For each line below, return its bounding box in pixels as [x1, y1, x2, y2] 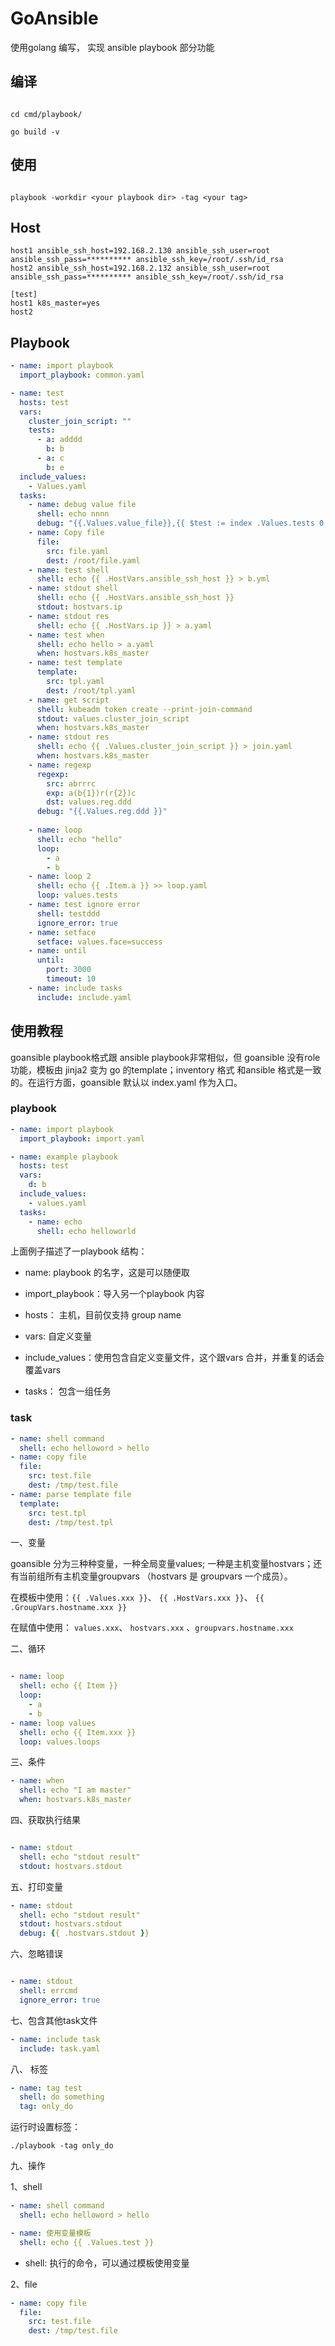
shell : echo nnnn [36, 509, 110, 519]
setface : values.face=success [36, 937, 163, 947]
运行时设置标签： [10, 2121, 81, 2133]
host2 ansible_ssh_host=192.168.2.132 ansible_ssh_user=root [10, 263, 271, 274]
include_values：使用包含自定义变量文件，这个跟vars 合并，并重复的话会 [24, 1352, 325, 1364]
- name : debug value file [28, 500, 137, 510]
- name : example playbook [10, 1152, 118, 1162]
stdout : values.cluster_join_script [36, 713, 190, 724]
